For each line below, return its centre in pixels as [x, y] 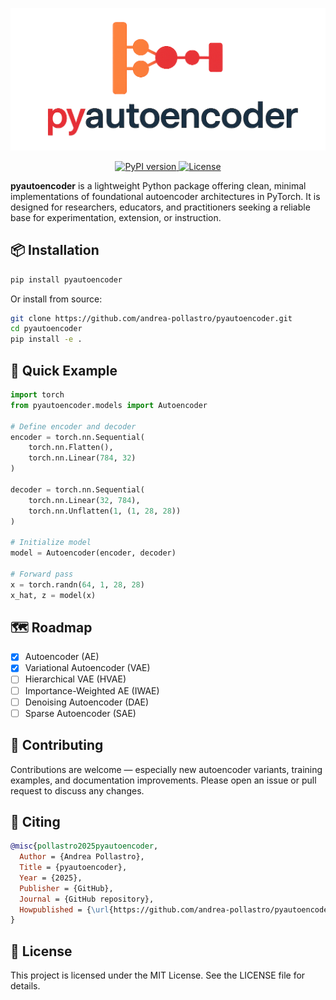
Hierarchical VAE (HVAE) [75, 679]
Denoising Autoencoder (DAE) [87, 702]
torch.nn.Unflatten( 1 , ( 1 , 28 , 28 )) [105, 511]
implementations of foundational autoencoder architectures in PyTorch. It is [165, 196]
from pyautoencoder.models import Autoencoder [109, 405]
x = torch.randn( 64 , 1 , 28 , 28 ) [77, 584]
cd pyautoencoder [46, 329]
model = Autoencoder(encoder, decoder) [93, 553]
